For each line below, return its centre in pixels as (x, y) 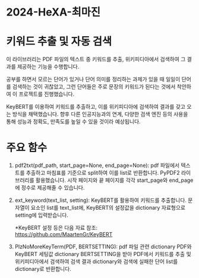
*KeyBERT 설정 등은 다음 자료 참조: (56, 228)
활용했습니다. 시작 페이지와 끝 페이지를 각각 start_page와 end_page (114, 180)
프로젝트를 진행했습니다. (47, 94)
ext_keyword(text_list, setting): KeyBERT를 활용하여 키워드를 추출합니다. (101, 200)
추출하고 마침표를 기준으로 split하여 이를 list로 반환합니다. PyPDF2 (103, 173)
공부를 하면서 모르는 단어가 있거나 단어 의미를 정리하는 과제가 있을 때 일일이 (93, 79)
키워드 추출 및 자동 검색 (59, 42)
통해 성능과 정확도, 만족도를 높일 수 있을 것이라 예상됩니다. (73, 122)
